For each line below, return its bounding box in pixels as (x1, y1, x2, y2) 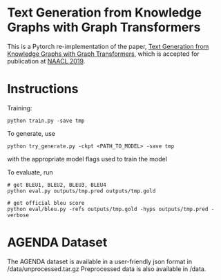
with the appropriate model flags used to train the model (7, 154, 168, 163)
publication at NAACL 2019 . (7, 57, 86, 65)
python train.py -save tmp (7, 117, 85, 124)
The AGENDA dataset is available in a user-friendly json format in (7, 257, 192, 266)
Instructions (7, 81, 79, 97)
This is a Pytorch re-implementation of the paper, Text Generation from (7, 42, 209, 50)
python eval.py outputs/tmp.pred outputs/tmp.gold (7, 188, 156, 194)
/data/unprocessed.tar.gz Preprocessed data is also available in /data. (7, 264, 206, 273)
